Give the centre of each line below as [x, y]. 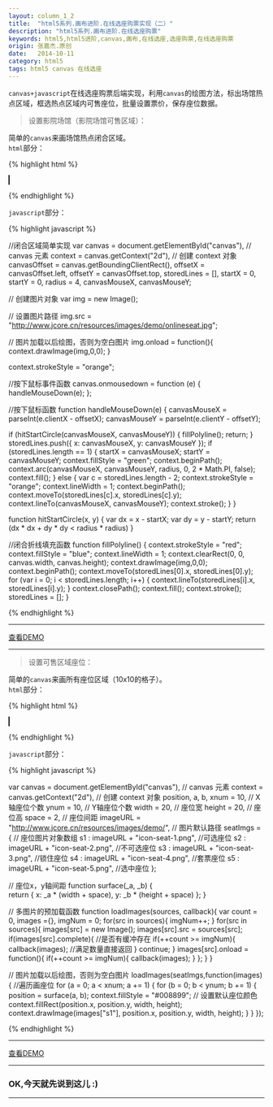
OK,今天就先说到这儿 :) [54, 1083]
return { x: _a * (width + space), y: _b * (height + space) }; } [107, 894]
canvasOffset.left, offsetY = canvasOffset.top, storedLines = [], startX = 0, [132, 273]
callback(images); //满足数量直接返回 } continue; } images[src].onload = [129, 949]
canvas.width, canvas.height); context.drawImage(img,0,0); [108, 562]
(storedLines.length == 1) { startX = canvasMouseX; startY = [109, 451]
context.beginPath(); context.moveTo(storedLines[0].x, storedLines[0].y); [131, 571]
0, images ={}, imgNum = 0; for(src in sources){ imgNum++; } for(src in [128, 920]
